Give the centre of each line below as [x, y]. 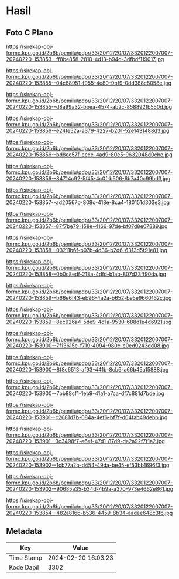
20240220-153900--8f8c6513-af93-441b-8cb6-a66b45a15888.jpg [87, 369]
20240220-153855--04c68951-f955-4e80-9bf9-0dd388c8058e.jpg [89, 83]
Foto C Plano [30, 33]
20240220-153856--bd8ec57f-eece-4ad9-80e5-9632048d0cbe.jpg [89, 155]
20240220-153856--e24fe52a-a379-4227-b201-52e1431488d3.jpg [88, 131]
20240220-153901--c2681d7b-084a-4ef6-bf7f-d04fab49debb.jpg [87, 417]
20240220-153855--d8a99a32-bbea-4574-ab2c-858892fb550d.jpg [89, 107]
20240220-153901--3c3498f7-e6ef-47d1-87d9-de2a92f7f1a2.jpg [85, 441]
